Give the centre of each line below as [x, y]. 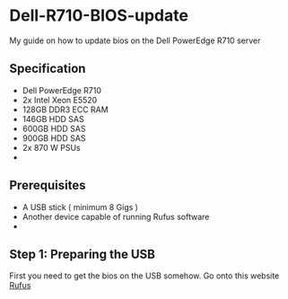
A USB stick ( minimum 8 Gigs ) [80, 207]
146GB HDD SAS [53, 119]
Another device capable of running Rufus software [116, 216]
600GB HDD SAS [54, 128]
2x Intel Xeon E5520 [60, 100]
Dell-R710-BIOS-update [99, 16]
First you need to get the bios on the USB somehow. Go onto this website [144, 276]
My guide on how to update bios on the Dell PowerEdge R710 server [135, 40]
